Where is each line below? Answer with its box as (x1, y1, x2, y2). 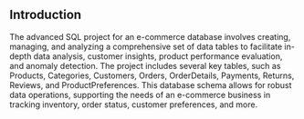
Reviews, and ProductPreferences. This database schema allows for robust (9, 79, 292, 90)
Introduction (9, 7, 82, 23)
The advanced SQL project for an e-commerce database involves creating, (9, 31, 291, 42)
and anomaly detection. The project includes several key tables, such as (9, 60, 281, 71)
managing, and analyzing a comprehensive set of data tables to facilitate (9, 41, 283, 52)
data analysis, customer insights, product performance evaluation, (33, 50, 283, 62)
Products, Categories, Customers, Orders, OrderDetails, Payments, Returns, (9, 70, 295, 81)
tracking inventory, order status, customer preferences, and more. (9, 99, 258, 110)
